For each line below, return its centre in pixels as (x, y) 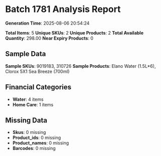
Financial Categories (38, 87)
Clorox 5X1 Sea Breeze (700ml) (37, 71)
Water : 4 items (28, 99)
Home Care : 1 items (33, 104)
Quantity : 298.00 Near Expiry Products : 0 (49, 38)
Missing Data (26, 120)
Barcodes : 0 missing (34, 148)
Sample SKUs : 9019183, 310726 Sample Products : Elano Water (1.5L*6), (80, 66)
